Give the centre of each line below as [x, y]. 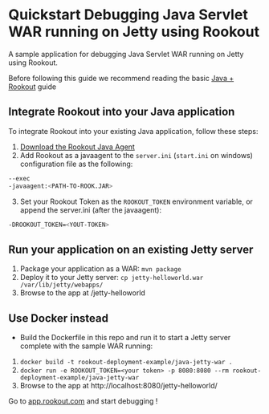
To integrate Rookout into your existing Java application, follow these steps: [133, 131]
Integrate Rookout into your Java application [122, 112]
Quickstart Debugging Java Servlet [128, 15]
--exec [19, 178]
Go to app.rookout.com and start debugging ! [83, 401]
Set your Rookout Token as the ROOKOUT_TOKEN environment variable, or [136, 201]
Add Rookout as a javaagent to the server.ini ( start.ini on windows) [136, 155]
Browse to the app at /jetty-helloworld [83, 293]
